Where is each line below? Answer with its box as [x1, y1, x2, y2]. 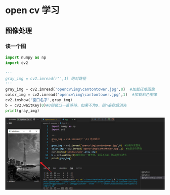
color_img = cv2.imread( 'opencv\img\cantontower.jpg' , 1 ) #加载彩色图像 [5, 92, 157, 97]
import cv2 [5, 60, 28, 66]
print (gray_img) [5, 108, 39, 113]
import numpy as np [5, 55, 47, 60]
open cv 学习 [5, 5, 60, 16]
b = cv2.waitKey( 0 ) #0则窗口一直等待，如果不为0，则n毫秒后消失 [5, 103, 127, 108]
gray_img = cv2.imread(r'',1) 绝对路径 [5, 76, 87, 81]
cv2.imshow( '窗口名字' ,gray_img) [5, 97, 73, 102]
